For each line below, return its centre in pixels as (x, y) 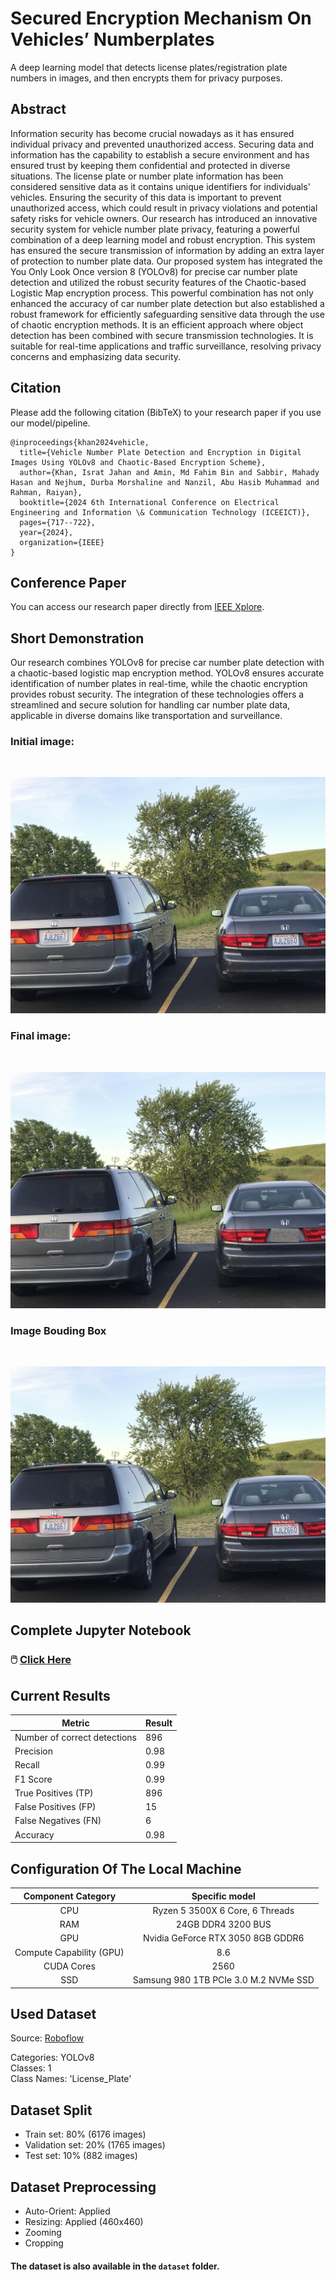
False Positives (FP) (55, 1807)
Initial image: (42, 742)
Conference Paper (68, 582)
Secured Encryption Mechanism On (161, 18)
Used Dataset (53, 2013)
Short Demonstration (77, 638)
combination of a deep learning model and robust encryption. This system (163, 239)
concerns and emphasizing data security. (96, 356)
